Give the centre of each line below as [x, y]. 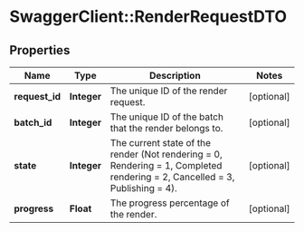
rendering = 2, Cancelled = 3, [172, 177]
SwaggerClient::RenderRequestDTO [148, 17]
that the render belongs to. [166, 128]
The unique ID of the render [169, 91]
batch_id [33, 122]
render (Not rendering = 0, [166, 154]
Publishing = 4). [144, 188]
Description [175, 76]
